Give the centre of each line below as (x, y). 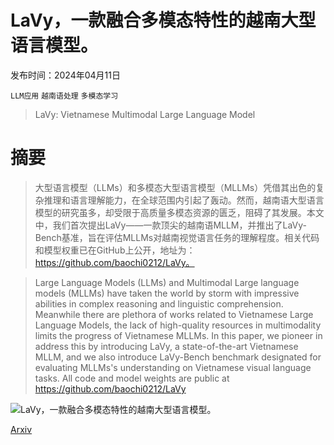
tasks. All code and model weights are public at (132, 378)
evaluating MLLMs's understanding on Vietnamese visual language (173, 367)
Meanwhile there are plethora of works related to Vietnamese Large (174, 314)
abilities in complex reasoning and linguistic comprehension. (159, 303)
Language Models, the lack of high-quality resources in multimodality (178, 325)
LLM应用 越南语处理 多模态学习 (64, 96)
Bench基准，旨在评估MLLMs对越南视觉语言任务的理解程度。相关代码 (177, 237)
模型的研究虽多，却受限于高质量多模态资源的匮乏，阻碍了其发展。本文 (179, 212)
